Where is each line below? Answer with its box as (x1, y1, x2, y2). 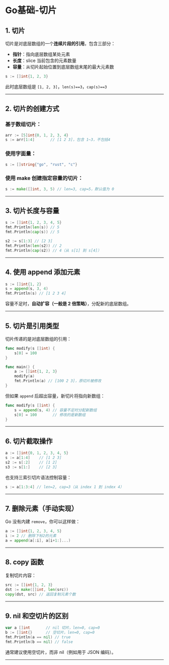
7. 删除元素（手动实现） (5, 504, 78, 513)
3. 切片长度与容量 (5, 207, 59, 215)
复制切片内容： (5, 572, 36, 578)
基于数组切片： (5, 121, 42, 128)
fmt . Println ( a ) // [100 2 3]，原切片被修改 (14, 378, 102, 383)
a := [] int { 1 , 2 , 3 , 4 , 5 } (5, 528, 62, 534)
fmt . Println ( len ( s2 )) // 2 (5, 243, 62, 248)
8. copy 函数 (5, 558, 44, 567)
